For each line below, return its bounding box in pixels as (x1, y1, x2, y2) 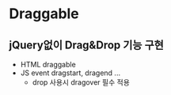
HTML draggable (20, 60, 76, 69)
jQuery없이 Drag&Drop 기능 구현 (9, 38, 165, 51)
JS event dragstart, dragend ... (20, 68, 121, 78)
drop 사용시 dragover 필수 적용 (32, 78, 130, 87)
